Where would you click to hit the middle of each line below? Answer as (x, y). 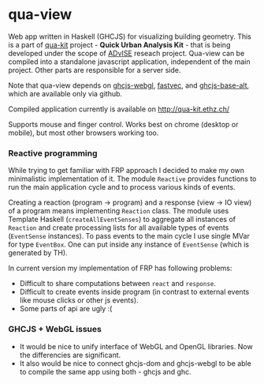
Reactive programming (53, 153)
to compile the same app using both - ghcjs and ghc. (105, 371)
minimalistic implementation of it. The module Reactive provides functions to (132, 179)
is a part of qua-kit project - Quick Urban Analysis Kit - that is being (119, 44)
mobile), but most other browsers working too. (84, 133)
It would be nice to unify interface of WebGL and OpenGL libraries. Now (136, 346)
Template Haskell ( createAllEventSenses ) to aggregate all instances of (122, 220)
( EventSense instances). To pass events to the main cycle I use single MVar (129, 236)
